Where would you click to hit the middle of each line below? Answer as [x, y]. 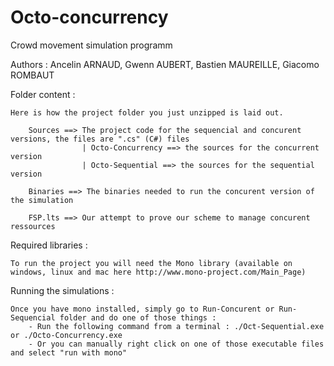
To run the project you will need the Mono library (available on [151, 263]
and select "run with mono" [69, 352]
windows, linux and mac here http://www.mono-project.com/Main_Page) [158, 272]
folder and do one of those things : [138, 317]
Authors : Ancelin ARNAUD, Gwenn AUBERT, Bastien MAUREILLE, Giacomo [165, 64]
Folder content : [43, 94]
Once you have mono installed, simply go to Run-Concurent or [142, 309]
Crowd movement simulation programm [91, 45]
